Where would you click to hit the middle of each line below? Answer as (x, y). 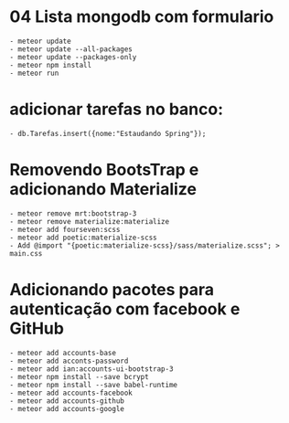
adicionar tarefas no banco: (117, 109)
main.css (26, 253)
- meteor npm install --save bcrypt (79, 376)
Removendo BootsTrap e (104, 170)
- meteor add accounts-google (67, 408)
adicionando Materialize (103, 190)
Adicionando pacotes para (112, 290)
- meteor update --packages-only (73, 57)
